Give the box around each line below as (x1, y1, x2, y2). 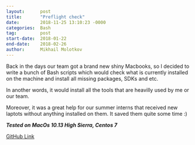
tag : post (6, 30, 51, 36)
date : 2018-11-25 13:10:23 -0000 (6, 19, 107, 25)
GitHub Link (6, 133, 35, 140)
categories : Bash (6, 25, 51, 31)
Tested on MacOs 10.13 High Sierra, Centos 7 (6, 121, 118, 129)
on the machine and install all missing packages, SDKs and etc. (6, 75, 159, 82)
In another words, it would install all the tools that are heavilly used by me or (6, 86, 189, 94)
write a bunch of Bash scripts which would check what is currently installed (6, 68, 189, 76)
